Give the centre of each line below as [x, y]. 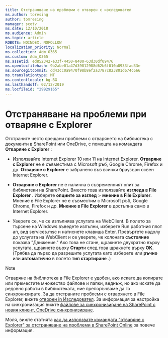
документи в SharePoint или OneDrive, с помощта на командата [74, 144]
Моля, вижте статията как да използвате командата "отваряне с [75, 320]
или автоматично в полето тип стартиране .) [62, 259]
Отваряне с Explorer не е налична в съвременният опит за [76, 185]
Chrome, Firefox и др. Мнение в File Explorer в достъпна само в [81, 206]
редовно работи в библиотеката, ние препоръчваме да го [68, 289]
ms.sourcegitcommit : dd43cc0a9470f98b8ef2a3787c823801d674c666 [73, 71]
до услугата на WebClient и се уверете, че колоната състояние [81, 237]
